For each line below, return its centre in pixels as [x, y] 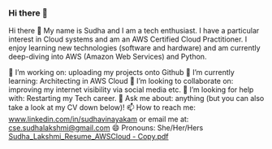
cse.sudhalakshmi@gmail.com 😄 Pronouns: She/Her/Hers [106, 128]
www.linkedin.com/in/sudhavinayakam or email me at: [99, 119]
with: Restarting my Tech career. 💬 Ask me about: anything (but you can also [136, 99]
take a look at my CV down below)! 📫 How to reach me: [102, 107]
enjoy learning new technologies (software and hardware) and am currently [135, 48]
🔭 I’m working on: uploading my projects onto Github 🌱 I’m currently [122, 72]
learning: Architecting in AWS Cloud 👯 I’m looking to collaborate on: [121, 81]
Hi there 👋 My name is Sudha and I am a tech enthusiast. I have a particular [134, 31]
